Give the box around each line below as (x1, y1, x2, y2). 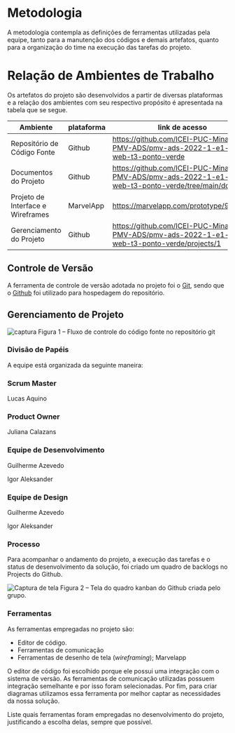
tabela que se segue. (7, 105, 68, 114)
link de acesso (157, 122, 208, 132)
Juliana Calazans (7, 428, 57, 436)
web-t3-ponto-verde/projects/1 (112, 238, 222, 248)
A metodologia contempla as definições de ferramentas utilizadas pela (7, 28, 211, 36)
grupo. (7, 591, 27, 600)
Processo (7, 539, 41, 549)
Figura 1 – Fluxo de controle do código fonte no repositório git (38, 328, 215, 336)
